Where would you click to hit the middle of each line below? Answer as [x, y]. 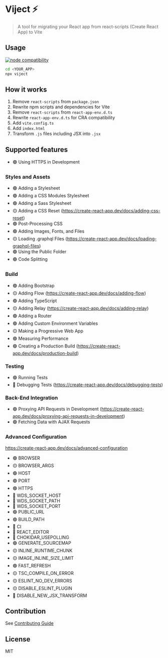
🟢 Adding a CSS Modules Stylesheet [51, 196]
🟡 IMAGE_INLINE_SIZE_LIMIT [43, 558]
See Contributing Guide [29, 623]
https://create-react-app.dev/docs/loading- [112, 239]
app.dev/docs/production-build [45, 353]
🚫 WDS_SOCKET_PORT [37, 506]
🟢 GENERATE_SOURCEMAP [42, 543]
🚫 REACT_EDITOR [31, 532]
